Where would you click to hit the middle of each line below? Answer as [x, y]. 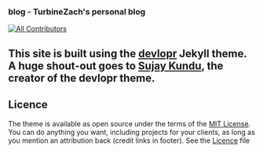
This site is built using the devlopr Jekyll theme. [128, 53]
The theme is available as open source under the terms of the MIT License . [130, 123]
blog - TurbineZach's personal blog [77, 12]
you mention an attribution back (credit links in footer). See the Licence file [129, 140]
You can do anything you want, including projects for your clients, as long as [131, 132]
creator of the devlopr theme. [82, 78]
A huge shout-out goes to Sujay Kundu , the [116, 66]
